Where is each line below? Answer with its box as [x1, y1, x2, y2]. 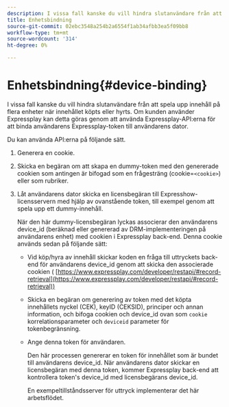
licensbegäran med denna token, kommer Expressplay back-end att [27, 365, 219, 374]
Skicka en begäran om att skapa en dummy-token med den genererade [16, 162, 219, 170]
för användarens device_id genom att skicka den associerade [40, 260, 214, 268]
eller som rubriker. [16, 176, 69, 185]
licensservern [16, 197, 56, 205]
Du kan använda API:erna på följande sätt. [7, 135, 126, 143]
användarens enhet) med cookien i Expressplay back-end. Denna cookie [16, 232, 223, 240]
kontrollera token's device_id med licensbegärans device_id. [27, 373, 198, 381]
